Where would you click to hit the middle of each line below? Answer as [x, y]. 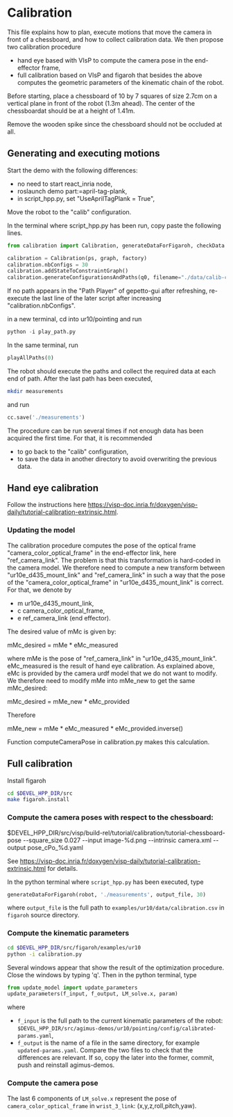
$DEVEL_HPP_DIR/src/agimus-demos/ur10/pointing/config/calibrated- [116, 1029]
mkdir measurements [35, 391]
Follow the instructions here [47, 505]
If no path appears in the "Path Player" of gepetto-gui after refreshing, [107, 291]
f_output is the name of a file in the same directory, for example [108, 1043]
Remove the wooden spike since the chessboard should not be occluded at [115, 124]
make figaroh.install [38, 800]
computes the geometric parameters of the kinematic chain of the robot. [120, 82]
